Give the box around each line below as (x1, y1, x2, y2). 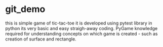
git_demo (5, 3, 46, 15)
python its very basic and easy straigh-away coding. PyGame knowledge (5, 25, 158, 31)
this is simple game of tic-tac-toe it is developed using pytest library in (5, 20, 153, 26)
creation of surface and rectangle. (5, 36, 77, 42)
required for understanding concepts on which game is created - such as (5, 30, 158, 36)
